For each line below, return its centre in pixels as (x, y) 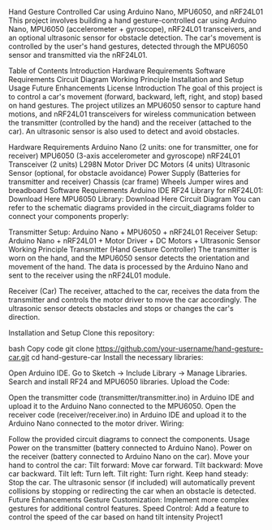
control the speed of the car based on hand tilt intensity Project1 (116, 517)
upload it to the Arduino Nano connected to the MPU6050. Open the (123, 406)
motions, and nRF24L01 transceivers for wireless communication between (132, 114)
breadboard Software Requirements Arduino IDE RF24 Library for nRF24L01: (136, 190)
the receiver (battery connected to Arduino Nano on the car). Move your (129, 456)
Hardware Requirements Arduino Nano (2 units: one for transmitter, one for (134, 147)
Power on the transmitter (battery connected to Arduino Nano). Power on (130, 448)
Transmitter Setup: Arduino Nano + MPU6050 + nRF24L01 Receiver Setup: (133, 232)
